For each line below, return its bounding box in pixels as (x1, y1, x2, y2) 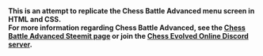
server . (8, 39, 33, 49)
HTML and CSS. (8, 15, 62, 24)
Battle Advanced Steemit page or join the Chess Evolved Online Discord (8, 32, 250, 40)
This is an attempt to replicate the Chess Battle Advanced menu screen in (8, 6, 255, 15)
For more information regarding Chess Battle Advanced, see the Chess (8, 23, 246, 32)
